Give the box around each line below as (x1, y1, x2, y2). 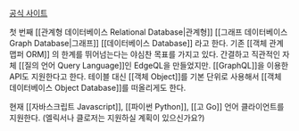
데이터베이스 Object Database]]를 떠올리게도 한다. (9, 83, 187, 93)
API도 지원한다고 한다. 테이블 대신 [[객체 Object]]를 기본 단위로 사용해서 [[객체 (9, 71, 282, 82)
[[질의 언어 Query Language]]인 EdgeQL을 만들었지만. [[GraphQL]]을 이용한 (18, 61, 288, 70)
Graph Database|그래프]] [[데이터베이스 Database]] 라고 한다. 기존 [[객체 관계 (9, 38, 284, 48)
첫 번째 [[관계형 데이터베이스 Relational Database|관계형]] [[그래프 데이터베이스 (9, 27, 288, 37)
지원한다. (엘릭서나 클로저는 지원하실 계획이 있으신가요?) (9, 112, 205, 123)
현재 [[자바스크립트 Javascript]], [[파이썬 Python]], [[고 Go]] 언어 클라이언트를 (9, 102, 285, 111)
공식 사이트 (9, 8, 48, 18)
